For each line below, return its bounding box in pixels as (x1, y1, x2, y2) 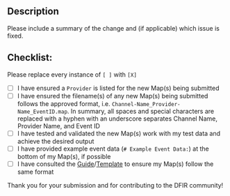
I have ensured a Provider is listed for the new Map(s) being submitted (17, 84, 220, 92)
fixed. (7, 31, 24, 40)
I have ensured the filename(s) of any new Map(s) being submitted (17, 91, 208, 100)
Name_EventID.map (17, 108, 68, 115)
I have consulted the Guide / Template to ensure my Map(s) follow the (17, 160, 214, 168)
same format (17, 167, 54, 176)
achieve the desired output (17, 137, 95, 145)
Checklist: (7, 52, 53, 63)
